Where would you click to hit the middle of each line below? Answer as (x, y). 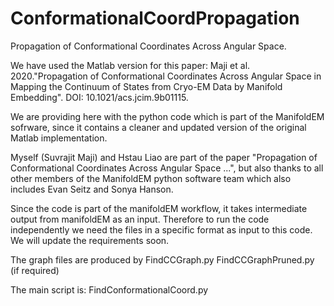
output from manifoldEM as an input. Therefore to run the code (140, 219)
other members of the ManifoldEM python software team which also (151, 178)
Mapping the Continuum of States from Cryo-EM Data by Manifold (146, 86)
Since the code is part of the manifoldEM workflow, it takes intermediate (159, 208)
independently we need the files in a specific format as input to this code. (161, 229)
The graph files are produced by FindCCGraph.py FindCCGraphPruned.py (162, 259)
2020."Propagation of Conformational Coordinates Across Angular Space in (166, 76)
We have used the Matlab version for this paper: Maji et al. (130, 65)
